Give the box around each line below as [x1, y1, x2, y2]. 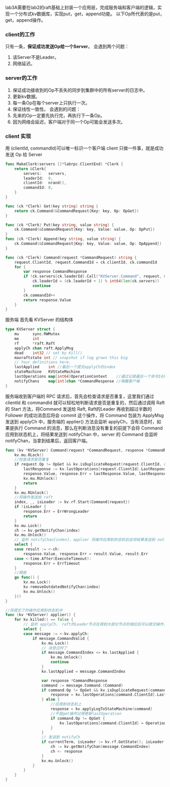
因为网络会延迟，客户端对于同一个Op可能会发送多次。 [12, 119, 125, 125]
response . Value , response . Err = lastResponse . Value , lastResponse [23, 471, 166, 477]
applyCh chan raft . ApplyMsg [14, 345, 73, 351]
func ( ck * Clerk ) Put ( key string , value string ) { [5, 222, 114, 227]
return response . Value [23, 297, 71, 303]
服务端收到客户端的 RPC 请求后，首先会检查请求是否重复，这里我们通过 [5, 393, 154, 399]
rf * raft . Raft [14, 341, 56, 346]
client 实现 [5, 132, 31, 139]
